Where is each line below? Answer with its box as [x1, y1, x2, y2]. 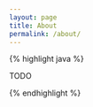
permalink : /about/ [9, 29, 81, 38]
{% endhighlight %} [9, 88, 81, 98]
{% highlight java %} [9, 54, 84, 65]
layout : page [9, 12, 58, 22]
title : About [9, 21, 58, 30]
